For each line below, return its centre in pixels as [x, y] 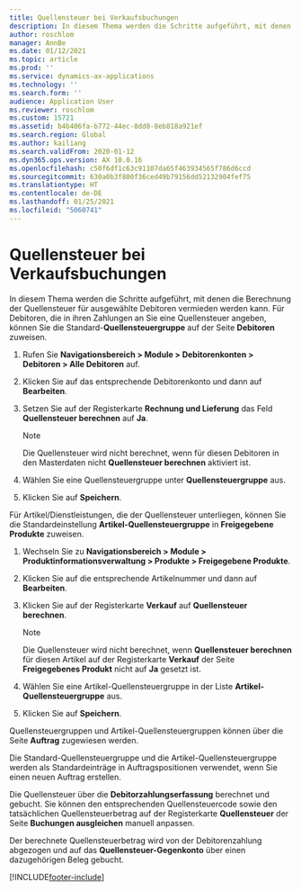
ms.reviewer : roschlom [52, 110]
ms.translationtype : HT [54, 185]
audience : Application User [62, 101]
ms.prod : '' [31, 68]
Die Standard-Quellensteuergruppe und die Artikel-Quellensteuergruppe [143, 758]
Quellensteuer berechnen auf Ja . [85, 418]
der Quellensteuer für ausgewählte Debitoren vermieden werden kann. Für [147, 308]
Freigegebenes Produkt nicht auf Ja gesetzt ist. [112, 669]
